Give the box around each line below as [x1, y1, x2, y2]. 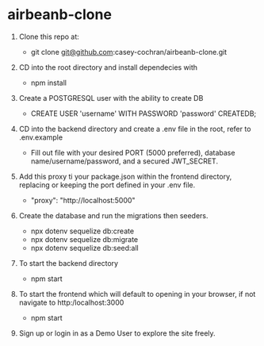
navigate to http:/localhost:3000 [18, 298, 124, 307]
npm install [30, 78, 67, 87]
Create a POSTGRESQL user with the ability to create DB [18, 93, 204, 102]
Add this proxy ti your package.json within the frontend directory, [18, 171, 232, 181]
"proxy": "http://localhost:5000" [30, 195, 136, 205]
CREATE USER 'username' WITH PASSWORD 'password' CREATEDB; [30, 109, 257, 118]
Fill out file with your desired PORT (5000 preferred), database [30, 148, 235, 157]
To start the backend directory [18, 258, 119, 267]
